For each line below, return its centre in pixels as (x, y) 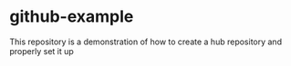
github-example (72, 17)
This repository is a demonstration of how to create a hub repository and (146, 42)
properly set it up (42, 51)
